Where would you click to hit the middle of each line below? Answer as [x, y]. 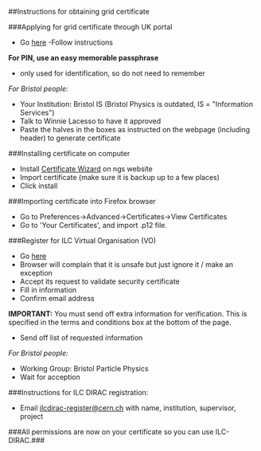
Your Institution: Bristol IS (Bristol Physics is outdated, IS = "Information [136, 104]
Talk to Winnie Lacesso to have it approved [90, 121]
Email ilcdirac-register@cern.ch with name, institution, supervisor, [128, 408]
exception [36, 273]
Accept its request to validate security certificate [100, 281]
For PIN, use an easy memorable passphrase [84, 58]
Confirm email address [57, 298]
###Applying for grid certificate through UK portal [90, 27]
